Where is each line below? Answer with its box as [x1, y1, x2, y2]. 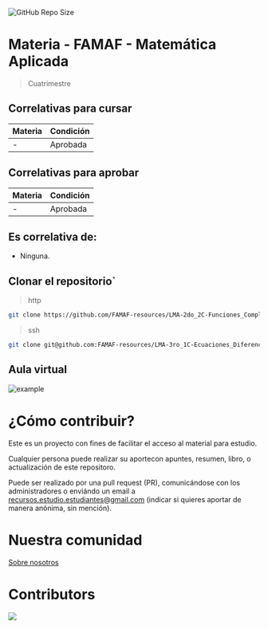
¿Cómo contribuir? [8, 411, 136, 430]
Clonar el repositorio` [8, 274, 116, 288]
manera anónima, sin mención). [8, 503, 112, 513]
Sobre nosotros [8, 557, 59, 567]
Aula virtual [8, 363, 68, 376]
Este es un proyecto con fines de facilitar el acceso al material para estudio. [8, 438, 258, 448]
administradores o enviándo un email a [8, 486, 136, 496]
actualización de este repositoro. [8, 462, 116, 472]
